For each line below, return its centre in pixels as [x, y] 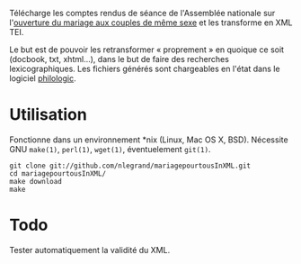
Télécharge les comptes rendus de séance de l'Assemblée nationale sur [142, 13]
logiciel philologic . [43, 78]
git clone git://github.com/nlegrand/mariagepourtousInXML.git [130, 166]
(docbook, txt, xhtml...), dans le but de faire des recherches [119, 59]
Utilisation [48, 115]
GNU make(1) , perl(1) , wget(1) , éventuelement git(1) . [110, 149]
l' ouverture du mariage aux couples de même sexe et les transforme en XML [151, 23]
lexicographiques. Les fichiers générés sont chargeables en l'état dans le [145, 68]
